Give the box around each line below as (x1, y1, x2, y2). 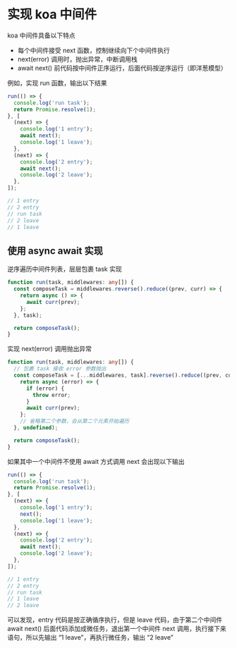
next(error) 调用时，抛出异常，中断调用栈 (17, 54, 138, 63)
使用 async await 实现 (7, 245, 104, 257)
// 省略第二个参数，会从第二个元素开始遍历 (20, 417, 130, 425)
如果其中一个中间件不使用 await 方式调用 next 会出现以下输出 (7, 457, 185, 465)
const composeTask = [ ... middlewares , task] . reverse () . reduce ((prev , (13, 372, 222, 379)
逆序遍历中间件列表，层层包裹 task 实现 (7, 265, 122, 274)
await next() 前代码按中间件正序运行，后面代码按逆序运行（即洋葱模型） (17, 63, 227, 72)
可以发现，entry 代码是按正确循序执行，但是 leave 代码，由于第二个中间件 (7, 616, 223, 624)
